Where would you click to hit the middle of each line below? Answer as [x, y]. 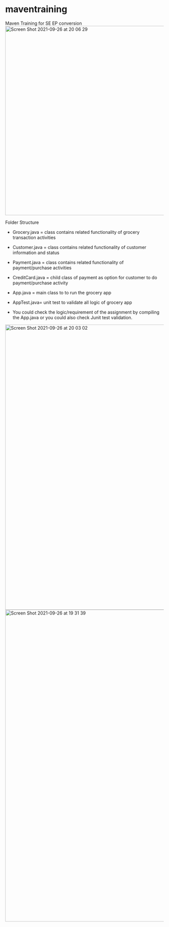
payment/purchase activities [42, 268]
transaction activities [34, 237]
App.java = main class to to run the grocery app [62, 292]
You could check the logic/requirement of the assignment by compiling [86, 312]
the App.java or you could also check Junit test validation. [72, 317]
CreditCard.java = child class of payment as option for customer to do [85, 277]
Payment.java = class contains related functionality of [68, 262]
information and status [36, 253]
